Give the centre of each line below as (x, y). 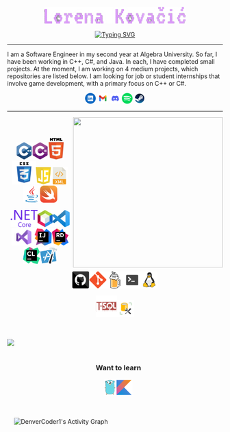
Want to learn (118, 368)
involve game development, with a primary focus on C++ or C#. (97, 83)
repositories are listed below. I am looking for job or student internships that (114, 76)
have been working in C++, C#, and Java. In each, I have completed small (111, 61)
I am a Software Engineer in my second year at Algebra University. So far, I (112, 54)
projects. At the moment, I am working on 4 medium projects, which (103, 69)
